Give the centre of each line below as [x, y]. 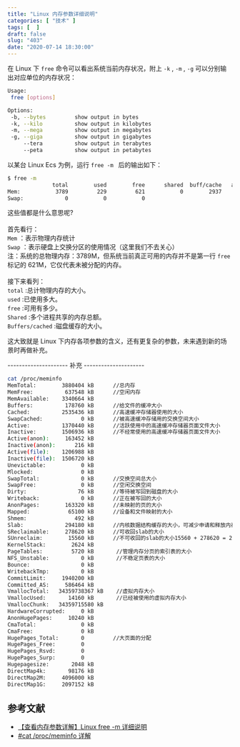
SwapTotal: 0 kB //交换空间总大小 [82, 478]
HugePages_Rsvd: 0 [46, 651]
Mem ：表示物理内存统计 [41, 238]
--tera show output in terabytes [87, 144]
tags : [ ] [24, 27]
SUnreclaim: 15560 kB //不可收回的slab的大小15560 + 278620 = [117, 538]
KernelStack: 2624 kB [51, 545]
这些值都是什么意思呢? [40, 213]
